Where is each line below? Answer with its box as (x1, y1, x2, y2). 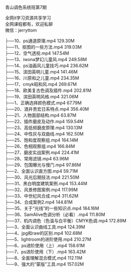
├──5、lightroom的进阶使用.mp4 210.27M (5, 236, 91, 242)
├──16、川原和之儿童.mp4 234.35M (5, 75, 79, 81)
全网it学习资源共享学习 (5, 15, 51, 21)
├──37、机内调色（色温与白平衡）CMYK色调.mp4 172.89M (5, 218, 127, 223)
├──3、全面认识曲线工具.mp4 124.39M (5, 224, 86, 230)
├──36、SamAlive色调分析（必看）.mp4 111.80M (5, 211, 105, 217)
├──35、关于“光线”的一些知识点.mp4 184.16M (5, 205, 99, 211)
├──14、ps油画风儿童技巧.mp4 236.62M (5, 63, 89, 68)
